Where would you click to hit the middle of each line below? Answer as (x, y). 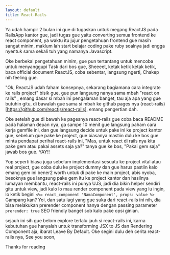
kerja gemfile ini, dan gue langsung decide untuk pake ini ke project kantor (84, 130)
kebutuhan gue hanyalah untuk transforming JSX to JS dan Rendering (79, 226)
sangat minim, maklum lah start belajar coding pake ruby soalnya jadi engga (85, 46)
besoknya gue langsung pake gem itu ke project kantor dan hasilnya (77, 178)
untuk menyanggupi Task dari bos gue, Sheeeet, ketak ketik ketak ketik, (81, 67)
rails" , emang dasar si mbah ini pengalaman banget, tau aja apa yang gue (83, 98)
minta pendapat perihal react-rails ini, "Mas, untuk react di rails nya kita (80, 141)
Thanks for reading (25, 247)
